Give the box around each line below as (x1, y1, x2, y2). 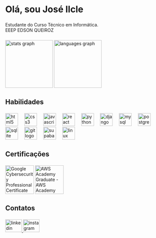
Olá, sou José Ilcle (5, 4, 84, 15)
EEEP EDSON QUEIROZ (5, 27, 54, 34)
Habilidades (5, 98, 44, 106)
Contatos (5, 204, 35, 213)
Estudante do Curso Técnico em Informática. (5, 22, 99, 28)
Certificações (5, 150, 50, 158)
